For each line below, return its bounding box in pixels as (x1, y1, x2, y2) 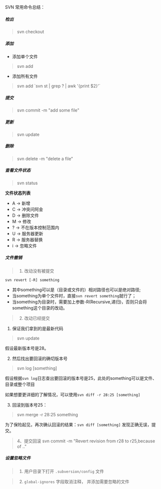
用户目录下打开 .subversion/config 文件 (24, 468, 104, 474)
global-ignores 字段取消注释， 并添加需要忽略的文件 (24, 478, 129, 484)
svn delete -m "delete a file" (16, 156, 74, 162)
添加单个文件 (12, 53, 38, 59)
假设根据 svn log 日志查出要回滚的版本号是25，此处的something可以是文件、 (5, 375, 157, 381)
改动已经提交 (24, 315, 50, 321)
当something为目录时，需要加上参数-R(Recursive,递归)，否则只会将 (12, 299, 147, 305)
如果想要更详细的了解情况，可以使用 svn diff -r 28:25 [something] (5, 391, 141, 397)
